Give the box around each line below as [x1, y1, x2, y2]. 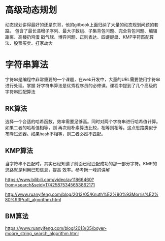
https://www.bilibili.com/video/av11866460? [5, 177, 95, 182]
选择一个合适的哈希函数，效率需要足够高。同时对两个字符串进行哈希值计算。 [5, 119, 161, 124]
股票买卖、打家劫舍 [13, 40, 53, 46]
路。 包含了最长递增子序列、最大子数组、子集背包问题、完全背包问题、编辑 [5, 28, 158, 33]
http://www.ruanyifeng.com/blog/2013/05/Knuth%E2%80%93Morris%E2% [5, 191, 159, 197]
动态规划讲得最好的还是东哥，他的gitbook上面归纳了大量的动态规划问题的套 [5, 22, 159, 28]
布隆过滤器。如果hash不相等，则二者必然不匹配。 [5, 131, 106, 137]
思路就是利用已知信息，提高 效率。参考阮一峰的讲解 [5, 167, 110, 173]
